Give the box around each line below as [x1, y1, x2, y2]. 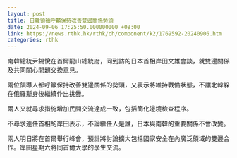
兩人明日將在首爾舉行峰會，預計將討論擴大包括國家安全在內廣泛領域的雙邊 [7, 135, 224, 143]
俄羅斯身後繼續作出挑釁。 [13, 90, 88, 98]
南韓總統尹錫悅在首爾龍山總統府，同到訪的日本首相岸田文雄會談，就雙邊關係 [7, 57, 230, 66]
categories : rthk [7, 37, 59, 44]
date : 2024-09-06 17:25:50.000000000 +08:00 [7, 23, 140, 30]
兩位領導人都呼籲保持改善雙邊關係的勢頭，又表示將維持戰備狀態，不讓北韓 [7, 80, 224, 89]
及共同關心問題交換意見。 [7, 66, 82, 74]
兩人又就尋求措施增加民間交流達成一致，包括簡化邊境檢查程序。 [7, 104, 193, 113]
